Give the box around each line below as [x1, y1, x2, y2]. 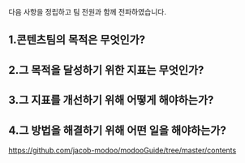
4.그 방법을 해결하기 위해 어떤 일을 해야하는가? [8, 123, 227, 137]
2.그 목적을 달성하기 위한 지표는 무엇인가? [8, 63, 204, 77]
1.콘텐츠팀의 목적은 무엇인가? [8, 33, 146, 47]
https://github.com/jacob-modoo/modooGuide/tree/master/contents [8, 145, 237, 155]
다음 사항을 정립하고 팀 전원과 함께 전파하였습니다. [8, 7, 167, 16]
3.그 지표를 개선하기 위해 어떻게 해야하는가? [8, 93, 214, 107]
